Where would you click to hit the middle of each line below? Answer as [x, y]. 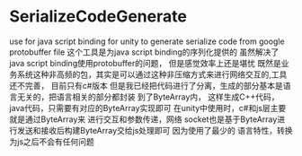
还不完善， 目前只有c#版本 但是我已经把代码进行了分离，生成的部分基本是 [146, 85]
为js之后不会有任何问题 [52, 142]
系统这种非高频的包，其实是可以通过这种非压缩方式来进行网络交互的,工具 [152, 74]
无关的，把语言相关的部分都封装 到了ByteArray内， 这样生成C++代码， [148, 97]
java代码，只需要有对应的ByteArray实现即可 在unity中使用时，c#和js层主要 [148, 108]
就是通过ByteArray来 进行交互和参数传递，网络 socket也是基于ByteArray [143, 119]
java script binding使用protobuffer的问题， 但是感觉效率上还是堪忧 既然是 [145, 63]
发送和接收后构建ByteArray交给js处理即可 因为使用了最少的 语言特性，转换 [155, 130]
